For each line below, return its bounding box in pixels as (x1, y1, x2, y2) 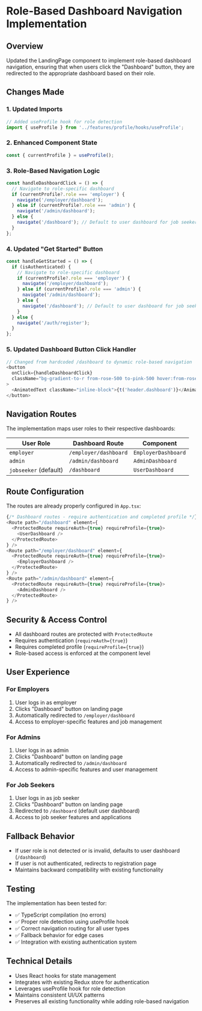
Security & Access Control (6, 615, 107, 625)
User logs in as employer (14, 699, 77, 706)
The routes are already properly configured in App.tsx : (6, 502, 141, 509)
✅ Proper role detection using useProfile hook (14, 918, 129, 925)
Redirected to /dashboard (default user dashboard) (14, 807, 140, 814)
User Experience (6, 667, 70, 677)
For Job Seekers (6, 781, 55, 789)
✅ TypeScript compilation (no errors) (14, 911, 107, 918)
